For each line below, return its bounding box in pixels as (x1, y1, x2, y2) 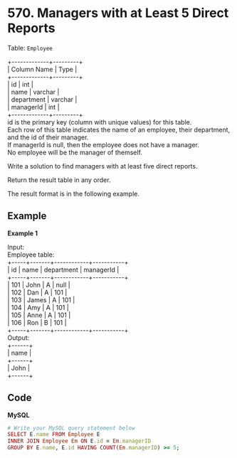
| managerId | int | (7, 102, 60, 111)
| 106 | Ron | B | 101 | (7, 318, 67, 326)
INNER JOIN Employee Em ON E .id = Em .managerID (7, 437, 152, 445)
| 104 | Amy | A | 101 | (7, 303, 69, 311)
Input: (7, 243, 25, 251)
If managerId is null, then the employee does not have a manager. (7, 140, 199, 149)
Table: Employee (7, 43, 53, 52)
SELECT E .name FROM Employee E (7, 431, 100, 438)
